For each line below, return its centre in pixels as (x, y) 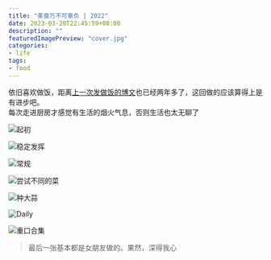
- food (19, 68)
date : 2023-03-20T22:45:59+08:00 (65, 23)
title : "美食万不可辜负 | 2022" (58, 16)
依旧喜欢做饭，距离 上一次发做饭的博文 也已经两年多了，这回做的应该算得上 (132, 92)
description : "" (35, 31)
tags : (17, 61)
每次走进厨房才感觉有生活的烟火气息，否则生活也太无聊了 (104, 112)
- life (19, 53)
